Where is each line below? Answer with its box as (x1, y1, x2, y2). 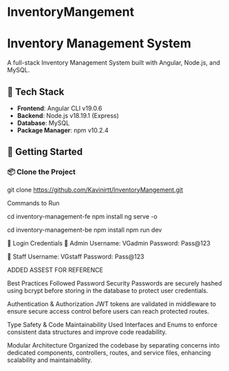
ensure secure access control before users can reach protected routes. (7, 307, 210, 315)
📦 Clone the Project (7, 167, 76, 177)
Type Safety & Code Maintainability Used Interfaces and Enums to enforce (7, 320, 218, 328)
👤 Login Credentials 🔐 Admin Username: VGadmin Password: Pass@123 (7, 239, 211, 247)
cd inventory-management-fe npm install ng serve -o (7, 212, 158, 221)
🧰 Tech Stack (7, 86, 65, 97)
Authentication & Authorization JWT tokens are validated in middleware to (7, 299, 217, 308)
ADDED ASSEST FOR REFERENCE (7, 265, 103, 274)
